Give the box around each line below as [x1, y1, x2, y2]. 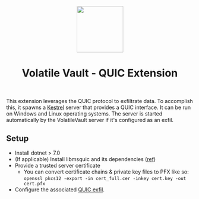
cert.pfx [23, 181, 46, 187]
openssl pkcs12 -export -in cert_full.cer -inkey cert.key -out [23, 175, 187, 181]
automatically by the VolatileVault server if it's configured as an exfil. [6, 116, 174, 123]
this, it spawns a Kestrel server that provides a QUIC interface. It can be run [6, 104, 191, 111]
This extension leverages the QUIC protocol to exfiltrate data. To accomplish [6, 97, 193, 104]
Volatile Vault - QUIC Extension [21, 66, 178, 80]
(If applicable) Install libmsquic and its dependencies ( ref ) [14, 155, 156, 162]
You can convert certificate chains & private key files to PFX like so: [23, 168, 189, 175]
